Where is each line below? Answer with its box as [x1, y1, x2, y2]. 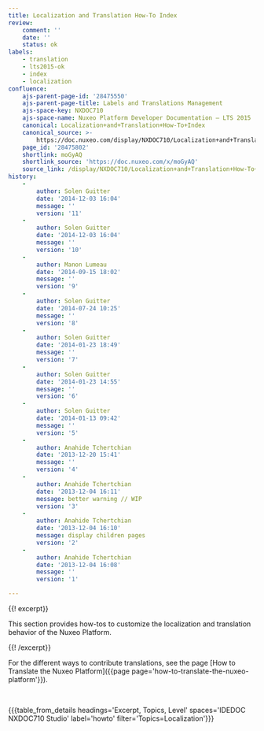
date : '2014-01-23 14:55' [36, 377, 122, 386]
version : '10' [36, 246, 82, 254]
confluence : [8, 84, 47, 93]
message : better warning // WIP [36, 495, 143, 503]
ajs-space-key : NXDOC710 [22, 107, 104, 115]
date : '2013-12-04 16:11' [36, 488, 122, 495]
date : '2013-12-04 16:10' [36, 525, 122, 532]
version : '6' [36, 392, 79, 400]
